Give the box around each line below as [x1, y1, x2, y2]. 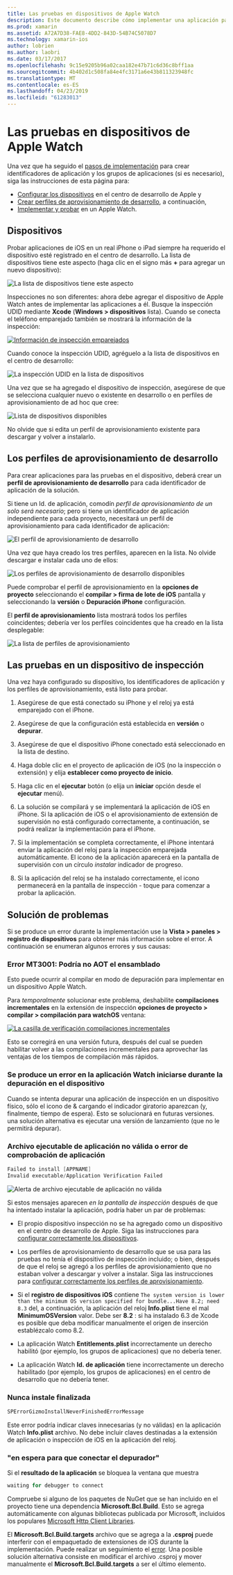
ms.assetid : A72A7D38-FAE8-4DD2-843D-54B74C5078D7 [7, 29, 157, 37]
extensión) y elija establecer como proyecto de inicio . [17, 769, 173, 777]
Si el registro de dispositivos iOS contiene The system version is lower [17, 1290, 225, 1298]
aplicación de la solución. [7, 486, 80, 494]
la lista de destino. [17, 748, 70, 756]
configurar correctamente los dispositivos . [17, 1234, 139, 1242]
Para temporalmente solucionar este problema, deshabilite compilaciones [7, 996, 219, 1004]
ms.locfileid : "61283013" [7, 95, 82, 101]
